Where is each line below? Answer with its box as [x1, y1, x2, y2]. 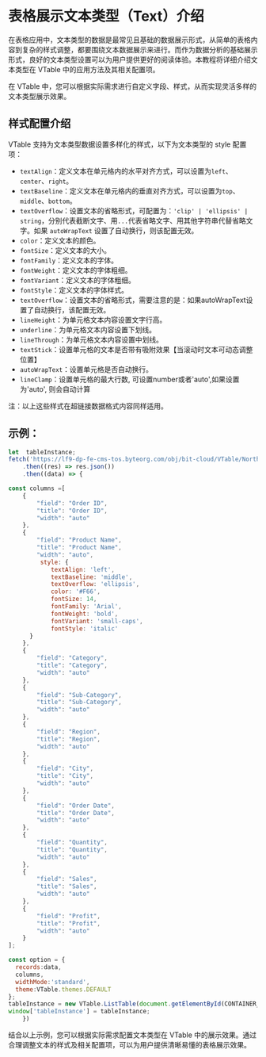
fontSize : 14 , [50, 596, 97, 603]
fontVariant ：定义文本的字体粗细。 [19, 275, 136, 285]
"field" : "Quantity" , [36, 838, 108, 847]
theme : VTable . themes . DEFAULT [15, 985, 112, 994]
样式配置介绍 [8, 117, 71, 131]
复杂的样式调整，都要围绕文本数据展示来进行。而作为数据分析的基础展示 [21, 44, 258, 54]
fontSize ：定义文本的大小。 [19, 245, 112, 255]
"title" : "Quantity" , [36, 845, 108, 853]
